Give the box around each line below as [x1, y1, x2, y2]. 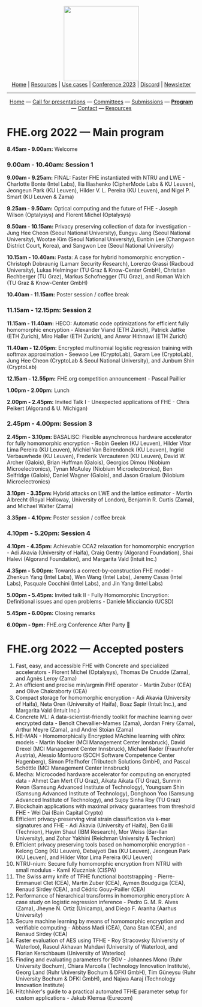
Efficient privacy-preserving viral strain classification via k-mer [15, 815, 171, 823]
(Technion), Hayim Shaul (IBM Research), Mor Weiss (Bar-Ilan [15, 828, 168, 836]
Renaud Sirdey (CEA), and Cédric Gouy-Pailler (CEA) [15, 886, 146, 893]
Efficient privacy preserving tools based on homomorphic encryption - [15, 841, 190, 848]
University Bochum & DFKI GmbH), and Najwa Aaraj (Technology [15, 975, 176, 982]
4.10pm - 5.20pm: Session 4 [7, 529, 91, 537]
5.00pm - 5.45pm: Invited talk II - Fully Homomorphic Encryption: [7, 592, 170, 599]
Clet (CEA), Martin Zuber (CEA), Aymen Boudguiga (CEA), [43, 880, 185, 887]
